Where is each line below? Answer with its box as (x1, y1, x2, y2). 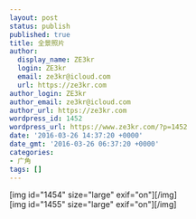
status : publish (9, 22, 70, 31)
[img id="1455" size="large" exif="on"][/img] (9, 199, 177, 210)
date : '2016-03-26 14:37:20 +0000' (9, 131, 144, 140)
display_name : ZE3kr (17, 55, 95, 64)
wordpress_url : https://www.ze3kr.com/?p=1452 (9, 123, 188, 132)
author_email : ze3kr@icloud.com (9, 97, 131, 107)
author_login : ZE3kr (9, 89, 88, 98)
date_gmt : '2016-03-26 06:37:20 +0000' (9, 139, 160, 148)
